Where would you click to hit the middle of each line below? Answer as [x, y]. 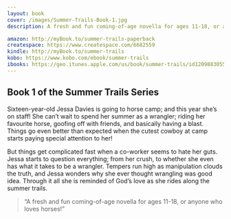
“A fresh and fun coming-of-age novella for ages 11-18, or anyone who [123, 201]
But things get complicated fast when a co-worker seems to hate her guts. [112, 152]
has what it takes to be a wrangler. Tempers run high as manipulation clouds [115, 166]
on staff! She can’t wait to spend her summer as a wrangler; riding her [106, 116]
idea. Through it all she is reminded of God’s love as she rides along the [108, 180]
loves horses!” [44, 209]
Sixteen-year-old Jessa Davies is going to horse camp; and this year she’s [112, 109]
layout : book [26, 13]
